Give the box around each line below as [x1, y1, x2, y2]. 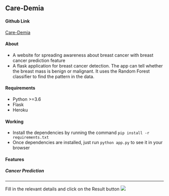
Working [5, 118, 24, 124]
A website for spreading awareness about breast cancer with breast [12, 52, 153, 58]
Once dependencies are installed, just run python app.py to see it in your [12, 140, 163, 146]
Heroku [12, 107, 28, 113]
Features [5, 156, 24, 162]
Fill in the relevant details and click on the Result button [5, 186, 120, 192]
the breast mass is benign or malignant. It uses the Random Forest [12, 68, 150, 74]
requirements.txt [12, 135, 49, 140]
